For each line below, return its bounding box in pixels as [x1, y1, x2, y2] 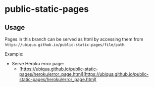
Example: [4, 51, 24, 57]
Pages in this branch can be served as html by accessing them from [4, 36, 144, 42]
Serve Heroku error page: [11, 61, 64, 66]
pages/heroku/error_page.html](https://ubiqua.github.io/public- [19, 71, 149, 77]
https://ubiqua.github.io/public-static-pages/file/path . [4, 42, 126, 47]
